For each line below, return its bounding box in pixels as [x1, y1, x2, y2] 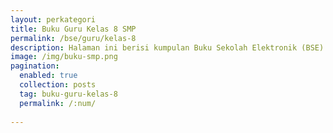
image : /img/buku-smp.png [10, 52, 118, 62]
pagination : [10, 61, 60, 71]
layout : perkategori [10, 14, 97, 25]
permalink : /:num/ [19, 98, 97, 108]
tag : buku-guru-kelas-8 [19, 89, 118, 99]
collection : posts [19, 80, 97, 90]
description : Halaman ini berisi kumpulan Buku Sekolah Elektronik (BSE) [10, 42, 325, 53]
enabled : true [19, 71, 78, 81]
